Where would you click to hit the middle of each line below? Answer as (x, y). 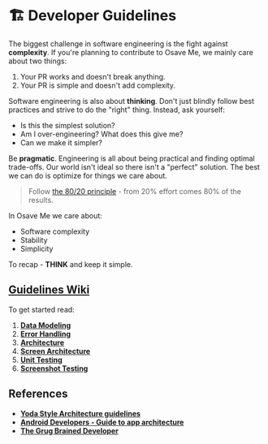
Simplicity (37, 248)
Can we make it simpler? (61, 142)
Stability (34, 239)
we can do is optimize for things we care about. (88, 175)
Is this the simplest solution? (67, 125)
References (38, 394)
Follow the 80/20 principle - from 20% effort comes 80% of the (135, 191)
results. (41, 200)
